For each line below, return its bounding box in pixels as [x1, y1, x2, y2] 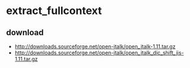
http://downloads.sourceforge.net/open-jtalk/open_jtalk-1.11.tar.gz [14, 43, 176, 50]
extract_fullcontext [6, 4, 102, 18]
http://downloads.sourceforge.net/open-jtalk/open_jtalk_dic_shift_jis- [14, 49, 184, 56]
